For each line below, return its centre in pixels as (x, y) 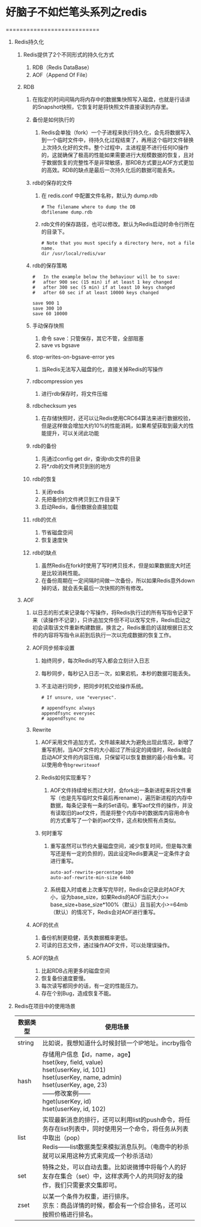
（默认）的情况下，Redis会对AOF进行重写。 (104, 912)
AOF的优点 (46, 924)
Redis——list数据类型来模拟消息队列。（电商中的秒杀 (116, 1146)
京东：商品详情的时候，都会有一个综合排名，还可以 (114, 1205)
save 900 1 (46, 303)
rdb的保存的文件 (52, 183)
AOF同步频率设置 (53, 648)
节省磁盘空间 (57, 532)
